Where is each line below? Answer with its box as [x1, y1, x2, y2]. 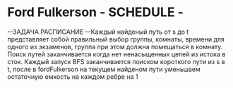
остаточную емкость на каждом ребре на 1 [7, 72, 138, 81]
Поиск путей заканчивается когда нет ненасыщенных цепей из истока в [7, 50, 226, 58]
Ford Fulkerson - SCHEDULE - [7, 4, 184, 20]
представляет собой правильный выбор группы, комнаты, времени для [7, 34, 225, 43]
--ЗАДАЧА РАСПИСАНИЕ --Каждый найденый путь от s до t [7, 27, 189, 36]
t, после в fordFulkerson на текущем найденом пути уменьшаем [7, 65, 201, 73]
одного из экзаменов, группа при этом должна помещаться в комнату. [7, 42, 223, 51]
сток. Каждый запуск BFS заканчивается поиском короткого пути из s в [7, 57, 225, 65]
